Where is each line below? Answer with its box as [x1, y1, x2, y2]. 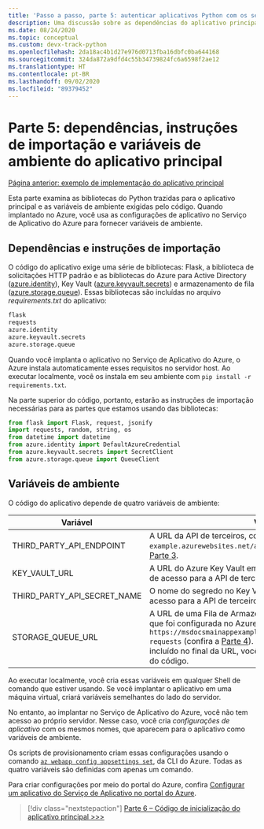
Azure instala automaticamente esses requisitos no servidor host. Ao [8, 363, 231, 373]
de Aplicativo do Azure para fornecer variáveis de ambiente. [8, 218, 203, 229]
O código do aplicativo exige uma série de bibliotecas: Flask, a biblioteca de [8, 262, 254, 272]
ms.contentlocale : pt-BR [8, 70, 90, 78]
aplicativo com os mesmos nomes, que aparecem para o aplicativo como [8, 724, 246, 734]
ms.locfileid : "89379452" [8, 84, 93, 93]
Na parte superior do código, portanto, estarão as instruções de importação [8, 395, 254, 404]
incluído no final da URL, [148, 645, 240, 656]
